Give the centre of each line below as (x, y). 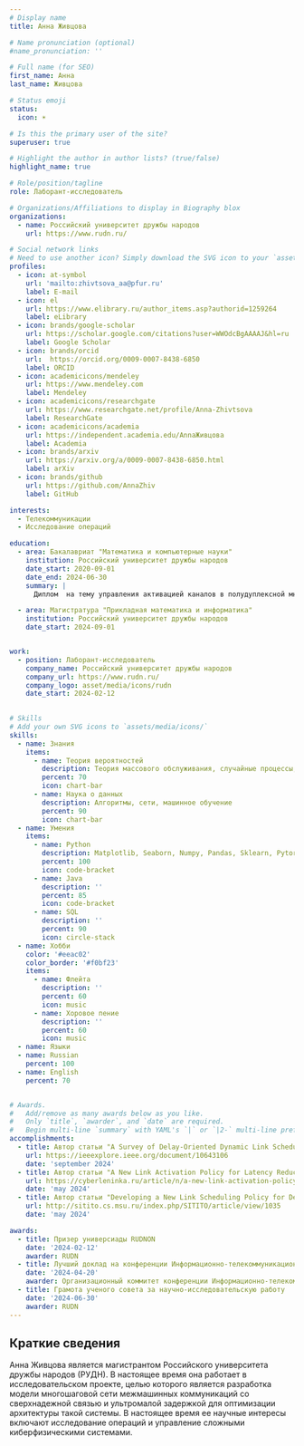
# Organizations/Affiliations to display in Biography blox (125, 208)
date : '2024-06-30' (62, 1298)
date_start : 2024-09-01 (71, 627)
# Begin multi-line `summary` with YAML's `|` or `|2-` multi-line (143, 1130)
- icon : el (38, 300)
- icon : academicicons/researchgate (86, 401)
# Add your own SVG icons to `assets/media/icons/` (109, 727)
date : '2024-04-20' (62, 1273)
